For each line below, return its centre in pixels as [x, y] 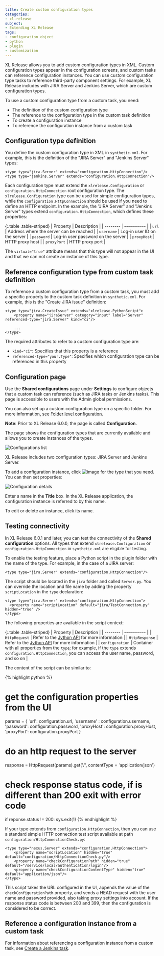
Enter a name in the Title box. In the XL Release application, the [69, 496]
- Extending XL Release [29, 28]
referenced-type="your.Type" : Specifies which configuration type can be [86, 356]
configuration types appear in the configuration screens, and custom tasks [81, 70]
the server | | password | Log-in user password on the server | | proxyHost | [80, 237]
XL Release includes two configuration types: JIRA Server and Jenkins [76, 457]
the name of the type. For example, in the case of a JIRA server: [70, 563]
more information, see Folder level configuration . [54, 414]
